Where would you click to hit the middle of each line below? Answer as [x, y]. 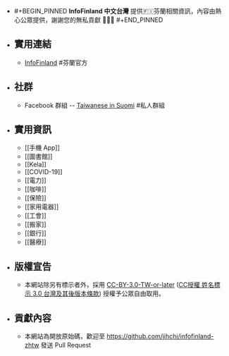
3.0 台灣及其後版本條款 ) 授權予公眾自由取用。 [99, 294]
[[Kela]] [36, 164]
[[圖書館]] [38, 156]
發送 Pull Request [66, 345]
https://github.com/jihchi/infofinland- [160, 336]
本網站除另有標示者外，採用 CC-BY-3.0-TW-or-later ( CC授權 [112, 285]
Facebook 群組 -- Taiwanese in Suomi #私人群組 [95, 105]
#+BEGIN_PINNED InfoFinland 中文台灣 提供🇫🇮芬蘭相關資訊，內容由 [115, 11]
